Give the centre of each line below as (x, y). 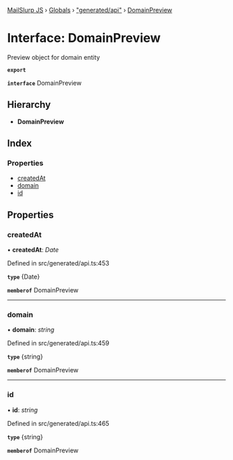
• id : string (23, 410)
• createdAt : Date (33, 250)
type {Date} (24, 277)
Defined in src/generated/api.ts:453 (58, 263)
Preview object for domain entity (54, 57)
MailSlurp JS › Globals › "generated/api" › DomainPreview (90, 10)
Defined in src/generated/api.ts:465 (58, 423)
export (17, 70)
